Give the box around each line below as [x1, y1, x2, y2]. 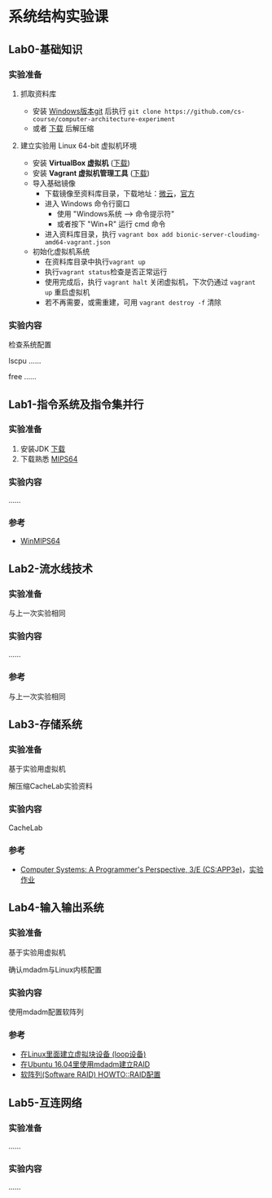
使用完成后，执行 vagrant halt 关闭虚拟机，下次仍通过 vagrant [44, 277, 257, 286]
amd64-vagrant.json [44, 238, 112, 247]
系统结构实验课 [8, 7, 109, 26]
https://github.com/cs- [164, 107, 246, 116]
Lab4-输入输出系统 [8, 901, 104, 915]
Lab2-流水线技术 [8, 562, 94, 575]
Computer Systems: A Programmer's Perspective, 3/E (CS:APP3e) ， [20, 864, 250, 875]
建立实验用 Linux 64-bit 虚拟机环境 [20, 140, 137, 151]
